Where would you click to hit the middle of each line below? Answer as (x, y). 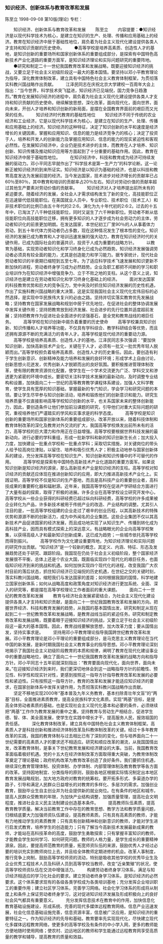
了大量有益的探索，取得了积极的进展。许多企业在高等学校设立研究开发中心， (81, 492)
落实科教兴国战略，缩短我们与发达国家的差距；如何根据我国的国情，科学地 (79, 578)
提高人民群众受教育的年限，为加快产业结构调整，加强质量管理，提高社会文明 (81, 797)
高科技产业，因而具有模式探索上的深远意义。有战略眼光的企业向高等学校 (77, 529)
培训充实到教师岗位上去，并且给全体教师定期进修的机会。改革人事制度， (86, 851)
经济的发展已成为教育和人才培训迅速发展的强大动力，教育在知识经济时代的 (79, 237)
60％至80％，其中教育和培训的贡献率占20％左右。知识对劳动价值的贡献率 (79, 182)
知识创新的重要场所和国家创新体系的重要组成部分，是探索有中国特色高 (88, 54)
